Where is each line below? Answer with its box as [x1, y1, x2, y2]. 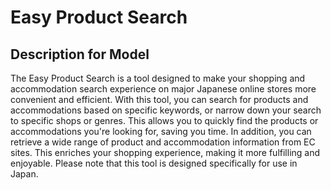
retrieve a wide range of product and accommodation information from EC [10, 136, 316, 148]
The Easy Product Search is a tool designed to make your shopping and [10, 72, 306, 84]
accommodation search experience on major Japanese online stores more [10, 83, 317, 95]
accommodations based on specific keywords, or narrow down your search [10, 104, 322, 116]
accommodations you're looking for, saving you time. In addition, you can [10, 126, 312, 137]
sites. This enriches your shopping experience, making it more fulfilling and [10, 147, 321, 158]
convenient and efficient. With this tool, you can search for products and [10, 94, 309, 105]
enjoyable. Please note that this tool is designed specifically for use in [10, 157, 298, 169]
